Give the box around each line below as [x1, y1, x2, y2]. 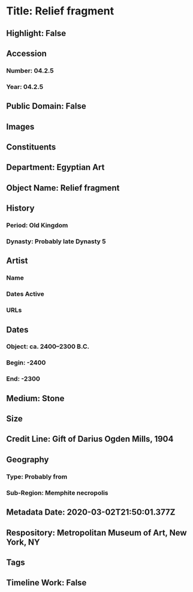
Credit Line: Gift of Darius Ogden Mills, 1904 [6, 434, 174, 444]
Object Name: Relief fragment [6, 183, 120, 193]
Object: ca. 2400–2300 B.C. [6, 342, 90, 351]
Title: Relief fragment [6, 4, 114, 18]
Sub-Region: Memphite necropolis [6, 488, 108, 497]
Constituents [6, 142, 56, 152]
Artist [6, 256, 28, 266]
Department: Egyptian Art [6, 162, 105, 172]
